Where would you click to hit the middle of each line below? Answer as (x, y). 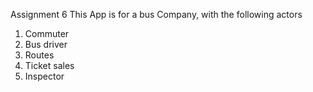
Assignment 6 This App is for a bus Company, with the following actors (156, 14)
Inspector (44, 76)
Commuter (47, 33)
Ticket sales (49, 65)
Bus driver (46, 44)
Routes (39, 55)
